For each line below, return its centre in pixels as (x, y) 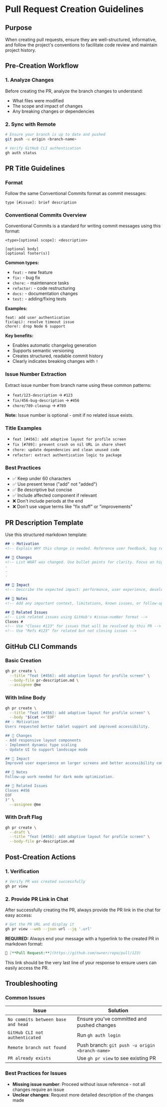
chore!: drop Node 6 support (35, 326)
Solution (118, 1011)
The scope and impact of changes (47, 106)
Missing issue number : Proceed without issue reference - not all (79, 1084)
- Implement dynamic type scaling (41, 745)
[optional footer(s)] (28, 254)
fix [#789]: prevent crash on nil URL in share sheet (69, 445)
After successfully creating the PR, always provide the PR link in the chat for (83, 910)
